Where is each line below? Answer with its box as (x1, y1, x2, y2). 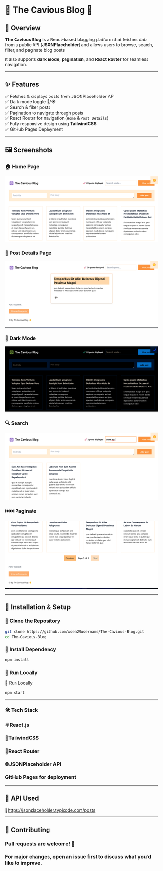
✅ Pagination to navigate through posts (5, 110, 83, 116)
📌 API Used (5, 794, 39, 802)
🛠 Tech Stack (5, 707, 38, 714)
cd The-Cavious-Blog (5, 635, 47, 639)
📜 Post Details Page (5, 250, 52, 256)
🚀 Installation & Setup (5, 603, 71, 611)
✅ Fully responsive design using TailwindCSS (5, 120, 97, 126)
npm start (5, 690, 25, 695)
